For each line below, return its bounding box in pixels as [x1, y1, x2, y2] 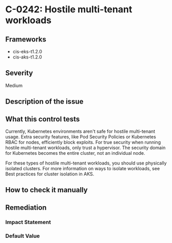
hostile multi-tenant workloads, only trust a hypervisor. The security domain [5, 145, 166, 151]
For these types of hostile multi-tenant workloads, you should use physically [5, 160, 167, 166]
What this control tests [5, 114, 80, 124]
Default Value [5, 232, 40, 239]
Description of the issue [5, 97, 84, 106]
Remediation [5, 203, 47, 212]
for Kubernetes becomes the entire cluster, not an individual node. [5, 150, 145, 156]
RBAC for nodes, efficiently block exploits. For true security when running [5, 139, 161, 146]
